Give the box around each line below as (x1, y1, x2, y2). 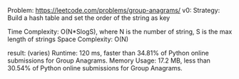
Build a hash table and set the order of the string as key (7, 14, 171, 22)
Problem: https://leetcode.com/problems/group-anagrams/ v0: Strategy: (7, 6, 220, 14)
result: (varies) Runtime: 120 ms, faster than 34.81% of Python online (7, 49, 209, 57)
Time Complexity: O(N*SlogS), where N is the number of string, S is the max (7, 28, 233, 36)
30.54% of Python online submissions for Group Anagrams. (7, 64, 183, 72)
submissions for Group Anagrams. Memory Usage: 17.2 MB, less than (7, 56, 210, 65)
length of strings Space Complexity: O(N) (7, 35, 129, 43)
